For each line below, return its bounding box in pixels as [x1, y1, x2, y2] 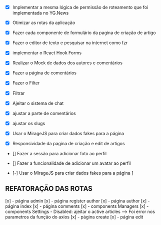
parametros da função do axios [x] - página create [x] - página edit [5, 213, 143, 220]
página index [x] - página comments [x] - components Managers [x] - [5, 203, 149, 209]
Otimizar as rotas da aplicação [12, 20, 75, 26]
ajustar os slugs [12, 120, 45, 126]
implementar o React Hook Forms [12, 50, 81, 56]
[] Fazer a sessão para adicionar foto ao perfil [12, 150, 106, 156]
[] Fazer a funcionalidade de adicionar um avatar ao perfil [12, 160, 131, 166]
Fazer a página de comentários [12, 70, 76, 76]
